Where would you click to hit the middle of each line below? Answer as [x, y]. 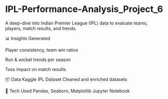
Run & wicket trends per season [38, 59]
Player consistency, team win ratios [42, 50]
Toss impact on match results [36, 69]
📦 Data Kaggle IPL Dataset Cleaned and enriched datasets [66, 79]
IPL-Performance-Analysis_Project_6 [84, 9]
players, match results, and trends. [41, 28]
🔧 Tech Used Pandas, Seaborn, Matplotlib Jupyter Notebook [67, 90]
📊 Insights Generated [28, 38]
